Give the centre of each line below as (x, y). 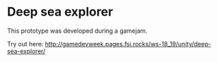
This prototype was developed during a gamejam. (77, 31)
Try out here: (25, 44)
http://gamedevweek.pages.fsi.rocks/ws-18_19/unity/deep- (128, 44)
